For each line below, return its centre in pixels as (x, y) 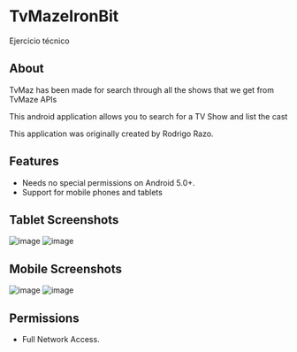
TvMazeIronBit (64, 16)
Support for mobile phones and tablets (92, 192)
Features (34, 161)
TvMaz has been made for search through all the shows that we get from (142, 89)
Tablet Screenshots (64, 220)
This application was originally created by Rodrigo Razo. (111, 134)
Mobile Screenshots (65, 268)
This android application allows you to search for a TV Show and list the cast (148, 116)
